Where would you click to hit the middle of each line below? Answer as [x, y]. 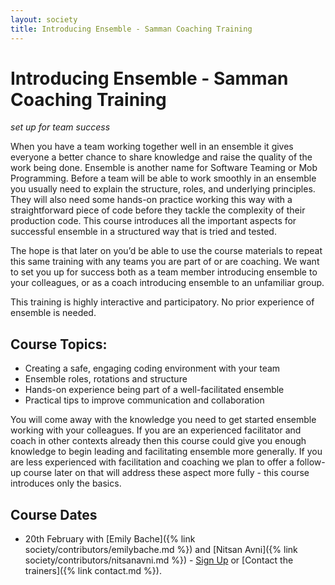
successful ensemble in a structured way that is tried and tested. [143, 232]
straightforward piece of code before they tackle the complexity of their [158, 210]
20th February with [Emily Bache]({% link [110, 539]
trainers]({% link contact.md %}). [93, 571]
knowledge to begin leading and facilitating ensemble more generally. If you [166, 452]
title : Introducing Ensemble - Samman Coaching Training [131, 29]
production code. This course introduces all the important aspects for [153, 221]
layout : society [44, 19]
